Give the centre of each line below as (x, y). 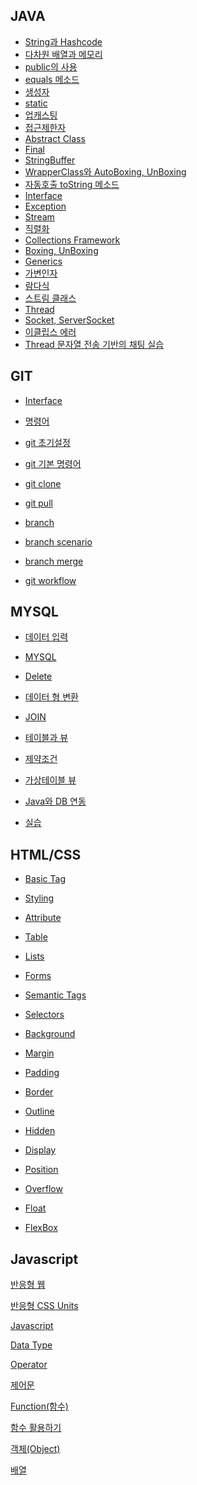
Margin (39, 1053)
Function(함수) (39, 1406)
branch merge (54, 561)
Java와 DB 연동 (55, 801)
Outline (39, 1111)
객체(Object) (35, 1449)
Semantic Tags (55, 995)
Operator (29, 1365)
